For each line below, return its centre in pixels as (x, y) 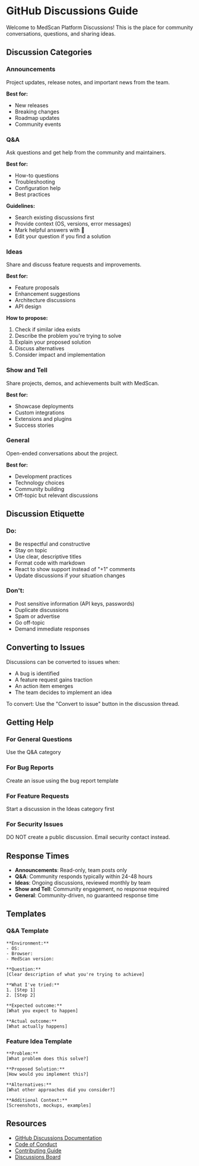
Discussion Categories (49, 53)
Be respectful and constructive (52, 544)
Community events (38, 124)
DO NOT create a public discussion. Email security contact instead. (88, 837)
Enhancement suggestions (47, 294)
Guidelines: (21, 205)
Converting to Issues (45, 647)
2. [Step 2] (21, 995)
